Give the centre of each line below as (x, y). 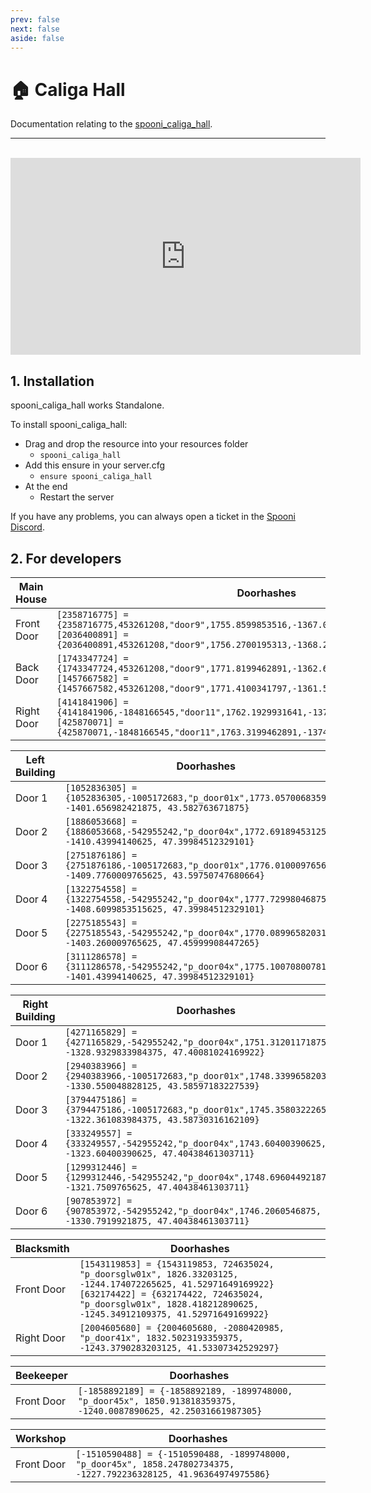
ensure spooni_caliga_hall (96, 477)
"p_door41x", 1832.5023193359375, (161, 1337)
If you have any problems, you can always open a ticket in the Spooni (153, 517)
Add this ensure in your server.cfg (95, 465)
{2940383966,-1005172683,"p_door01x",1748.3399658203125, (205, 1075)
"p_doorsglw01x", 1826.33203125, (159, 1274)
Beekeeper (41, 1375)
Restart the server (77, 497)
